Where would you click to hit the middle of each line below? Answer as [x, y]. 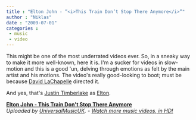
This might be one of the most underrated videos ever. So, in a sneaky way [98, 56]
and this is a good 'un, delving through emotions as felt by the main [107, 69]
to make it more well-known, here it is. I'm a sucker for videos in [85, 62]
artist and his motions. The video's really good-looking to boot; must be [94, 75]
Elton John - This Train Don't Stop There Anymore [69, 104]
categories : [22, 28]
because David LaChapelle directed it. [53, 81]
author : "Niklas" [29, 17]
